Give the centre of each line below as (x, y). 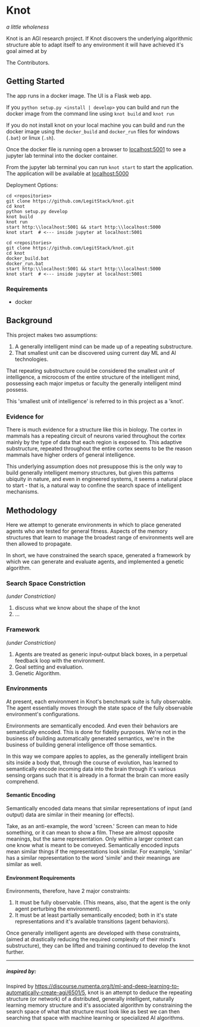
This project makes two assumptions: (52, 335)
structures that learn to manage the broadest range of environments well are (100, 537)
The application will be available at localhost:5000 (68, 173)
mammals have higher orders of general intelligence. (71, 455)
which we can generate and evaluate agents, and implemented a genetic (95, 561)
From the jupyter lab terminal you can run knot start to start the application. (100, 167)
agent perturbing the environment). (58, 909)
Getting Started (35, 81)
